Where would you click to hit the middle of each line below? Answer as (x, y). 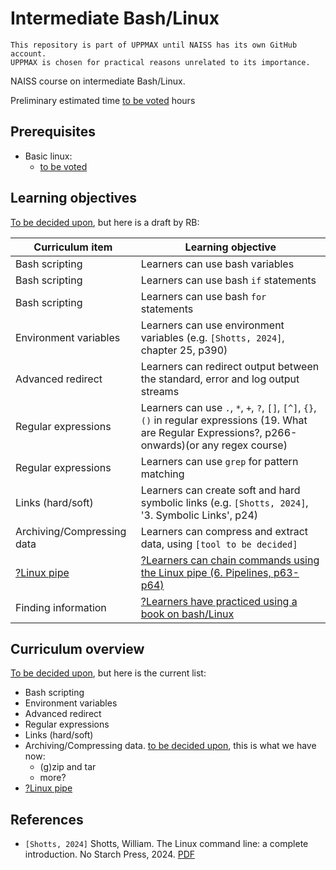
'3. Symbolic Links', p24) (199, 515)
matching (162, 474)
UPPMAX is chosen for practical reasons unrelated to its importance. (160, 62)
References (47, 819)
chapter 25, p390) (184, 350)
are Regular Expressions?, (201, 432)
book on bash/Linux (187, 614)
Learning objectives (74, 198)
